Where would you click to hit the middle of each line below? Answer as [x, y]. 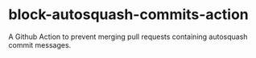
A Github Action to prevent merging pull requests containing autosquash [128, 37]
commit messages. [40, 44]
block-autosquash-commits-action [129, 15]
